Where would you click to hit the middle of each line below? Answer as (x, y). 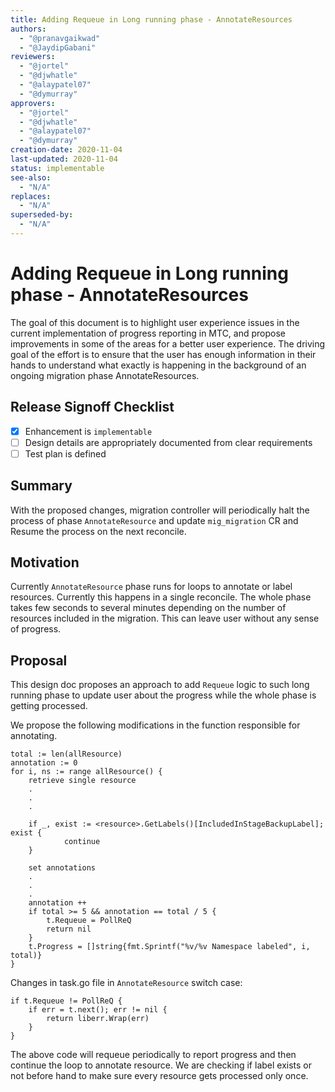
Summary (41, 486)
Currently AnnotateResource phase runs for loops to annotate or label (151, 587)
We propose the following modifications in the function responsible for (155, 725)
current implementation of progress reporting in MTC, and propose (148, 333)
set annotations (62, 868)
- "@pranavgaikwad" (60, 38)
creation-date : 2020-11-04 (66, 150)
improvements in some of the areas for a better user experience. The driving (168, 343)
